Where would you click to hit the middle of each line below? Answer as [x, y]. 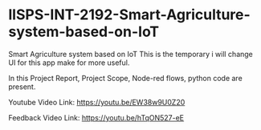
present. [22, 87]
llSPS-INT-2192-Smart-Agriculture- [129, 15]
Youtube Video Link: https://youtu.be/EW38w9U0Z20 [97, 102]
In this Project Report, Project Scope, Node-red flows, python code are [125, 78]
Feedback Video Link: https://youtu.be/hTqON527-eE [96, 117]
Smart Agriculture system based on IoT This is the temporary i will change [130, 54]
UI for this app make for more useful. [69, 63]
